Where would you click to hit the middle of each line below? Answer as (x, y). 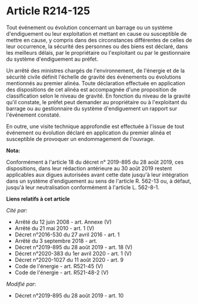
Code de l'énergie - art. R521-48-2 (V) (62, 272)
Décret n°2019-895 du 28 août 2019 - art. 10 (69, 295)
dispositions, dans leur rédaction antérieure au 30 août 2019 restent (89, 168)
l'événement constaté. (33, 115)
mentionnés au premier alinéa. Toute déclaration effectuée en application (96, 83)
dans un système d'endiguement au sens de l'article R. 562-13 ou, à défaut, (99, 181)
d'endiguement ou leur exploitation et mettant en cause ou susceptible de (97, 33)
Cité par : (17, 210)
